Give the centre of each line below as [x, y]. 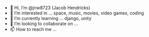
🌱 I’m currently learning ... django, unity [51, 18]
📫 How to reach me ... [33, 29]
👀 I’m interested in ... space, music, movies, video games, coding [77, 13]
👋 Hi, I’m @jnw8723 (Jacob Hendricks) [50, 8]
